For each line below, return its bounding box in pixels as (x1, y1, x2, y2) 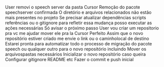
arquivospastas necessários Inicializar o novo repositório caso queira (5, 51, 146, 57)
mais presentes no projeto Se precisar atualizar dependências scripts (5, 15, 147, 20)
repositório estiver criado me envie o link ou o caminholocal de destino (5, 35, 149, 41)
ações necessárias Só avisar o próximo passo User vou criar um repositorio (5, 25, 159, 31)
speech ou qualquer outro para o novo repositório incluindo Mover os (5, 46, 147, 52)
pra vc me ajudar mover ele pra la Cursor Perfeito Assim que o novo (5, 31, 143, 36)
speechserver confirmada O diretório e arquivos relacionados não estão (5, 9, 152, 15)
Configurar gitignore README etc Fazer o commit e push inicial (5, 57, 134, 62)
